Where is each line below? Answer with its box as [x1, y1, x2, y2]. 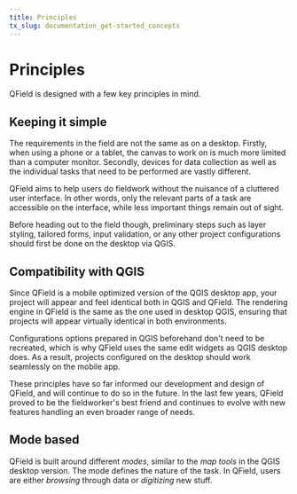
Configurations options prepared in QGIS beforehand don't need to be [9, 333, 265, 344]
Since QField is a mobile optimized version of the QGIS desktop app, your [9, 287, 277, 298]
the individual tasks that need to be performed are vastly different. [9, 166, 251, 177]
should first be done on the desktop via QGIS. [9, 239, 176, 249]
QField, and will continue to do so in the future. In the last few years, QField [9, 388, 284, 399]
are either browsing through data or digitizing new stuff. [9, 474, 213, 485]
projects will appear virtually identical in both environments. [9, 316, 228, 326]
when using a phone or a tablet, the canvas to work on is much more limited [9, 147, 286, 158]
